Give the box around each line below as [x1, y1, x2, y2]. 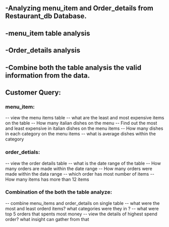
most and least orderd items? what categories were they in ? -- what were [5, 205, 159, 211]
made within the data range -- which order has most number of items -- [5, 171, 155, 177]
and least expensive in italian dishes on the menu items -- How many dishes [5, 125, 163, 131]
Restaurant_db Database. [5, 12, 87, 21]
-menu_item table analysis [5, 29, 90, 37]
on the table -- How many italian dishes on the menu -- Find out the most [5, 120, 157, 126]
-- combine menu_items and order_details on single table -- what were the [5, 200, 160, 206]
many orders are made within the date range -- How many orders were [5, 166, 152, 172]
